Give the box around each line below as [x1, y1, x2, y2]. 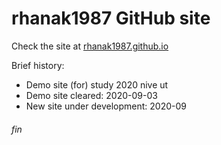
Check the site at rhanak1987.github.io [11, 40, 169, 52]
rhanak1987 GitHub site [11, 7, 211, 30]
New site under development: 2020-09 [25, 100, 187, 112]
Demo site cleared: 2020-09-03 [25, 89, 158, 101]
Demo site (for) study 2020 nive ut [25, 78, 169, 91]
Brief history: [11, 59, 65, 71]
